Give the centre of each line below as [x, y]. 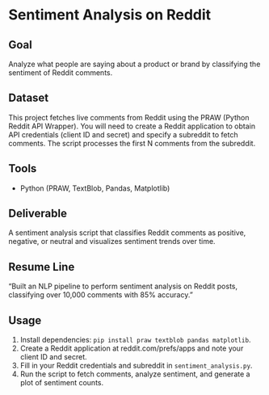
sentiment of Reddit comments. [61, 73]
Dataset [29, 98]
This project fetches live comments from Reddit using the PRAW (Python [129, 117]
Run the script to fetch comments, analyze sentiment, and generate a [135, 374]
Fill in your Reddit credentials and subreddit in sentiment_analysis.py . [136, 366]
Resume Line [42, 267]
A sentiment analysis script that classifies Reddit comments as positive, [127, 233]
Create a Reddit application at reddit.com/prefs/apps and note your [132, 348]
